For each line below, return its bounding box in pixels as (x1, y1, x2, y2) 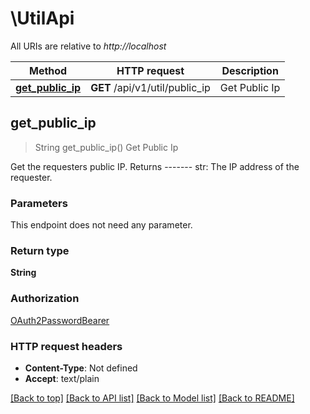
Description (221, 63, 279, 77)
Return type (10, 243, 70, 257)
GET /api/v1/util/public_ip (90, 80, 211, 94)
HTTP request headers (10, 339, 123, 353)
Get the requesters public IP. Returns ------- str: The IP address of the (10, 160, 300, 172)
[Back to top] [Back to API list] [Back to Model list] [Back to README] (10, 392, 295, 404)
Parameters (10, 196, 68, 210)
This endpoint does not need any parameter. (10, 219, 193, 231)
